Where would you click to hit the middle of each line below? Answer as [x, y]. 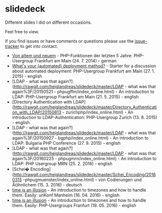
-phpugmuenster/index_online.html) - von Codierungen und [82, 180]
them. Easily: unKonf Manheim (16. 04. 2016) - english [66, 195]
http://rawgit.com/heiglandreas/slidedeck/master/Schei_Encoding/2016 [85, 174]
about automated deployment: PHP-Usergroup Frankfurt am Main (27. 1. [83, 71]
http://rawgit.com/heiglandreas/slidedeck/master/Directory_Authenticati [85, 107]
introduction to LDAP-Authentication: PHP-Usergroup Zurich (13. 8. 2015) [84, 117]
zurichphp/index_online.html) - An [99, 112]
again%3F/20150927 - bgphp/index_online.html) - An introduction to [80, 138]
